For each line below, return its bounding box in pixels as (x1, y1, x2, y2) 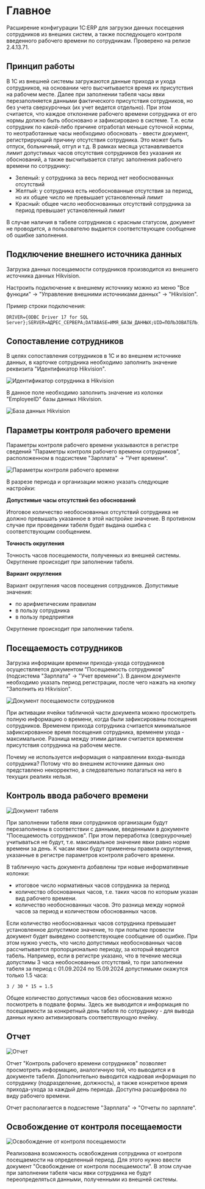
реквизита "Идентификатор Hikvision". (6, 365, 107, 372)
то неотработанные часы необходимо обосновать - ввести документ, (6, 129, 189, 137)
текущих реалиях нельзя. (6, 773, 73, 780)
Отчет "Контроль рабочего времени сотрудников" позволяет (6, 1059, 167, 1066)
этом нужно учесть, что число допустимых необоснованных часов (6, 938, 182, 946)
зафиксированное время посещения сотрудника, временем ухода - (6, 728, 185, 736)
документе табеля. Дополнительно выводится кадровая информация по (6, 1073, 196, 1080)
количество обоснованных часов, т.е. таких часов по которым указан (15, 888, 198, 895)
